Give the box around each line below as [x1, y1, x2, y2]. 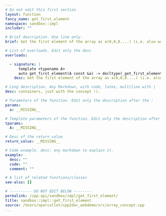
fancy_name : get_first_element [5, 16, 70, 21]
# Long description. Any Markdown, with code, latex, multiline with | [5, 85, 156, 90]
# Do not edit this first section [5, 7, 77, 12]
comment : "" [9, 166, 35, 171]
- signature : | [9, 61, 41, 67]
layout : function [5, 12, 41, 17]
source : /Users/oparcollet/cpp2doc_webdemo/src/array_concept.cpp [5, 203, 145, 208]
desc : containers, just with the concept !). [5, 89, 100, 94]
